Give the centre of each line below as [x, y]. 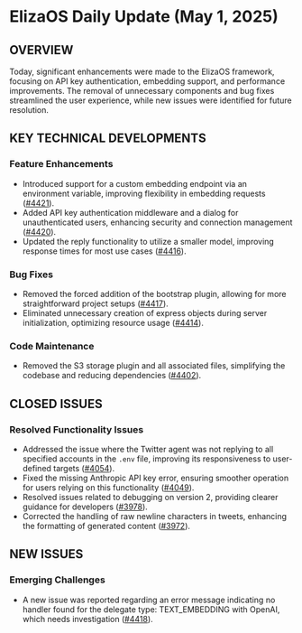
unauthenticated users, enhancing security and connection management [157, 222]
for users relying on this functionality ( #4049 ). [108, 487]
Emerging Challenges [57, 580]
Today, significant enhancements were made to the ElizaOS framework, [142, 71]
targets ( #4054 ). [84, 468]
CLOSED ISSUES [56, 404]
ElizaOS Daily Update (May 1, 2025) [144, 17]
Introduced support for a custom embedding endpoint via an [135, 183]
